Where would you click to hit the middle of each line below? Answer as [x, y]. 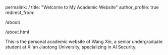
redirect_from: [20, 12]
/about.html [17, 32]
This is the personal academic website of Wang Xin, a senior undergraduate [84, 41]
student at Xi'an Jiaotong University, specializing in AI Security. [71, 47]
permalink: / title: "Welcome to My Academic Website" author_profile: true [82, 7]
